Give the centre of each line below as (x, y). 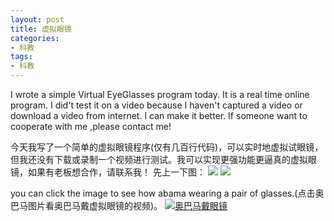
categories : (35, 38)
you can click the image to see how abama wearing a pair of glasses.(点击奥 (167, 193)
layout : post (37, 19)
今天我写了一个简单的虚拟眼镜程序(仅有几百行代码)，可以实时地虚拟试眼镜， (167, 147)
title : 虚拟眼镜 (41, 29)
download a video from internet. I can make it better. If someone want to (159, 115)
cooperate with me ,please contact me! (91, 126)
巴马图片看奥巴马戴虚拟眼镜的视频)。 (86, 205)
